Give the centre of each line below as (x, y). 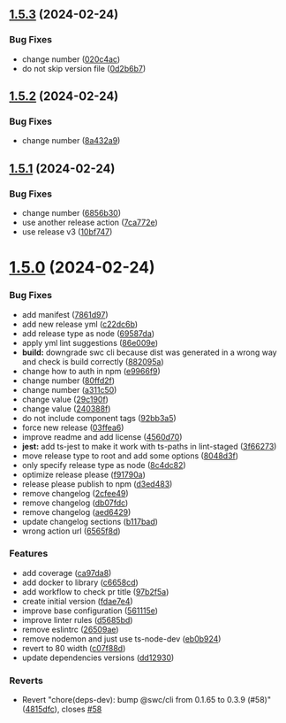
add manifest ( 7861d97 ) (65, 314)
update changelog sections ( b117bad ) (90, 521)
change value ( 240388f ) (66, 408)
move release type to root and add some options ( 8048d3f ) (130, 456)
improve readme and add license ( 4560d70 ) (102, 436)
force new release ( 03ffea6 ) (73, 427)
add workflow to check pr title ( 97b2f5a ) (95, 591)
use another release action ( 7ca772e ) (90, 223)
